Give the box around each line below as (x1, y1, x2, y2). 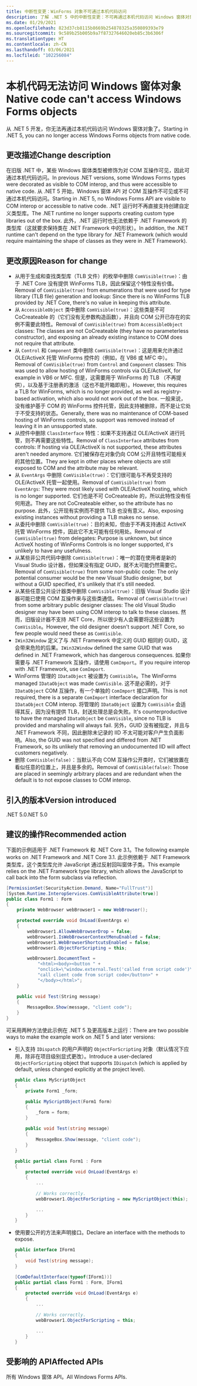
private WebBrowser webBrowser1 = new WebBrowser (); (16, 907, 148, 913)
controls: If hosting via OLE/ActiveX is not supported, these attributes (14, 443, 182, 450)
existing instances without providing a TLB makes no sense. (14, 514, 159, 521)
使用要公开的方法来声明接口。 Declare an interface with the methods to (14, 1229, 186, 1236)
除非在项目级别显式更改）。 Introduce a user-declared (25, 1053, 152, 1060)
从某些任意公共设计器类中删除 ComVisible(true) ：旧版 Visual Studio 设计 (14, 587, 191, 595)
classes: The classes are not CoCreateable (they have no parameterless (14, 328, 189, 335)
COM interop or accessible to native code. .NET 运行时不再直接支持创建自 (6, 202, 185, 209)
